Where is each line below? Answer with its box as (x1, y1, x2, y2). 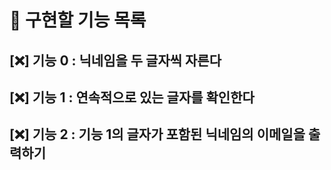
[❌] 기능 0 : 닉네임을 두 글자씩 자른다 (9, 52, 222, 69)
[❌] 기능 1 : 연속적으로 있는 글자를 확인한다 (9, 89, 255, 106)
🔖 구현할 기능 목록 (9, 9, 147, 32)
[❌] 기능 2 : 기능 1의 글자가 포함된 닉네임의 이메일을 (9, 126, 306, 143)
